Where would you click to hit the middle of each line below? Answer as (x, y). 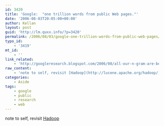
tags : (10, 86)
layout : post (18, 28)
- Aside (21, 82)
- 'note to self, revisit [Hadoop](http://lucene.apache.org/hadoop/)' (88, 73)
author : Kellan (20, 23)
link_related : (20, 59)
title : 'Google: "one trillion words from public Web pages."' (72, 14)
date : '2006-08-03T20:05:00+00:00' (41, 18)
